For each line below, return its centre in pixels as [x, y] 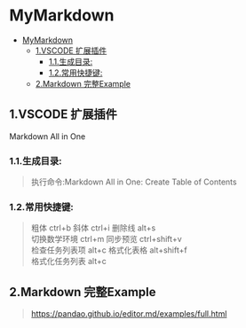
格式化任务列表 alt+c [68, 262]
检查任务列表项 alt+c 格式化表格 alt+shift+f [109, 250]
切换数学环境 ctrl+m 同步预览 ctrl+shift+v [106, 239]
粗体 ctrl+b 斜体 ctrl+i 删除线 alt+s [93, 228]
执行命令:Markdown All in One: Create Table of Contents [134, 182]
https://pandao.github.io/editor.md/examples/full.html [129, 314]
